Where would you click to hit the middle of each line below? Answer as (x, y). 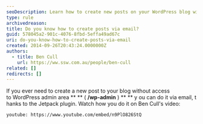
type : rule (20, 18)
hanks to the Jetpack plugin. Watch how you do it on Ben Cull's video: (93, 104)
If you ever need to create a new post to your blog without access (88, 91)
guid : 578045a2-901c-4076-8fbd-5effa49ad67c (63, 34)
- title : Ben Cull (35, 57)
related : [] (21, 68)
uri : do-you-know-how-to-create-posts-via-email (69, 40)
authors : (17, 51)
